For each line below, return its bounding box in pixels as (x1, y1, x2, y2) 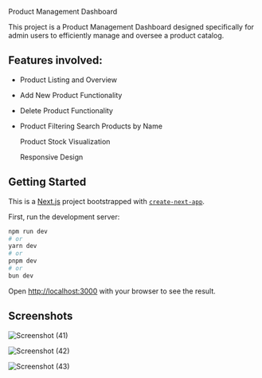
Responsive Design (19, 152, 84, 162)
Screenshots (8, 309, 73, 323)
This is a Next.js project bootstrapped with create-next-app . (8, 196, 205, 206)
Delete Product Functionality (19, 105, 114, 115)
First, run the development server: (8, 211, 120, 222)
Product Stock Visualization (19, 136, 111, 146)
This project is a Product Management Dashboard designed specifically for (8, 22, 255, 31)
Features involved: (8, 53, 104, 67)
